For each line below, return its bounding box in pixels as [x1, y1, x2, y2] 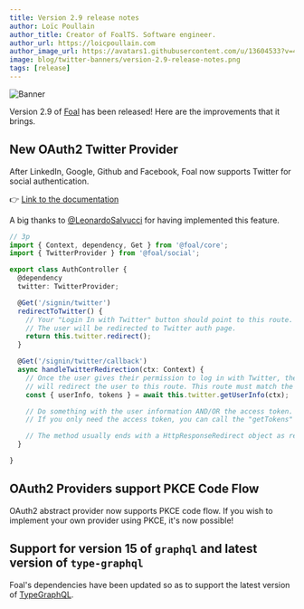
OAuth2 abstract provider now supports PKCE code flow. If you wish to [9, 505, 273, 516]
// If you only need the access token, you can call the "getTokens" [25, 415, 294, 424]
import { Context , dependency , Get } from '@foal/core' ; [9, 241, 229, 250]
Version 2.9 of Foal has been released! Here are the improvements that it [9, 106, 280, 117]
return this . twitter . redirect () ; [25, 332, 152, 341]
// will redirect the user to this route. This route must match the [25, 382, 294, 391]
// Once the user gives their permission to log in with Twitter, [25, 373, 281, 383]
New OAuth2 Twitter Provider [9, 142, 179, 157]
